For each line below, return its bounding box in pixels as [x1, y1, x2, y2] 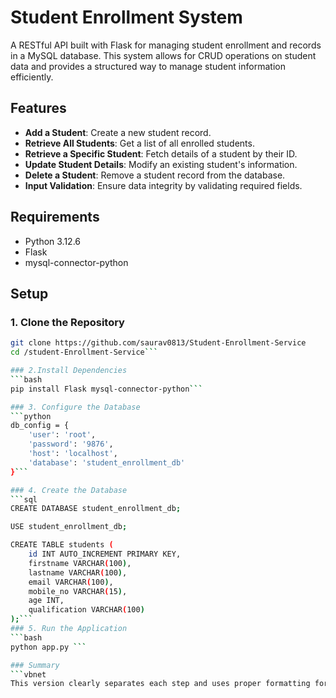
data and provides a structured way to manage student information [10, 60, 286, 72]
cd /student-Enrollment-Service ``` [10, 347, 159, 358]
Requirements [10, 209, 100, 226]
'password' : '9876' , [28, 439, 114, 450]
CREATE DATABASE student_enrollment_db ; [10, 504, 182, 514]
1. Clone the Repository [10, 315, 125, 329]
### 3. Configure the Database [10, 402, 141, 412]
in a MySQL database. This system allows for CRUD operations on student [10, 49, 317, 61]
